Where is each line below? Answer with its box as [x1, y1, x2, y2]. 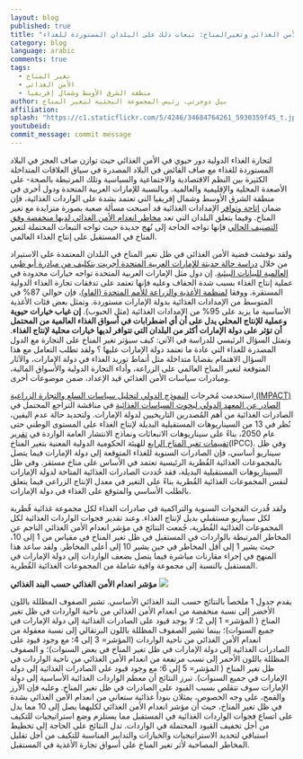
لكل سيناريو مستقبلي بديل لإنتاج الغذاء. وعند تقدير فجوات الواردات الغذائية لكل [10, 512, 271, 523]
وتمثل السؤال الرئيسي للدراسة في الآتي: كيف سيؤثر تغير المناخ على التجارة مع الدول [10, 334, 291, 345]
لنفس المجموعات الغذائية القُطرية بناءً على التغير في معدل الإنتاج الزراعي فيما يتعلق [10, 475, 289, 486]
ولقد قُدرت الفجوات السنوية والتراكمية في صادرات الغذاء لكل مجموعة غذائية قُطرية [10, 502, 287, 513]
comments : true [10, 55, 67, 64]
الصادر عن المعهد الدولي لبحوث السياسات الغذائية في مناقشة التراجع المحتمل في [10, 399, 281, 410]
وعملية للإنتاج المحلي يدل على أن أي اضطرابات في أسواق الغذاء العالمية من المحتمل [10, 315, 287, 326]
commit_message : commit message [10, 130, 131, 139]
